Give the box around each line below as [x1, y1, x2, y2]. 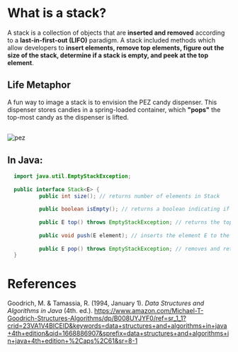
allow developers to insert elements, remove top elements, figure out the [7, 43, 225, 52]
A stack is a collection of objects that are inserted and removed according [7, 28, 225, 37]
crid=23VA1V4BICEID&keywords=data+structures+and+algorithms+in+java [7, 322, 227, 330]
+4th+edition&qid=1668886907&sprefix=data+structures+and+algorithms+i [7, 329, 229, 338]
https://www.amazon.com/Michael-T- [94, 307, 204, 315]
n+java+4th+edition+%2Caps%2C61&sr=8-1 [7, 336, 138, 345]
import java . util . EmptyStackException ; [13, 172, 132, 180]
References [7, 276, 76, 292]
